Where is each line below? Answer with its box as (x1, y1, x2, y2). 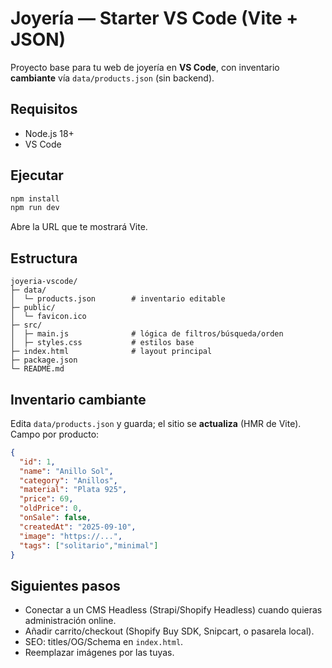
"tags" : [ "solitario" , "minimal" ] (19, 540, 159, 551)
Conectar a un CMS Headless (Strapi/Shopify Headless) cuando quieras (24, 604, 323, 616)
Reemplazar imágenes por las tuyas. (24, 647, 175, 659)
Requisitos (10, 101, 78, 118)
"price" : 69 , (19, 494, 74, 504)
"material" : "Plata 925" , (19, 485, 128, 495)
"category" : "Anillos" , (19, 475, 118, 486)
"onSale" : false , (19, 513, 92, 523)
